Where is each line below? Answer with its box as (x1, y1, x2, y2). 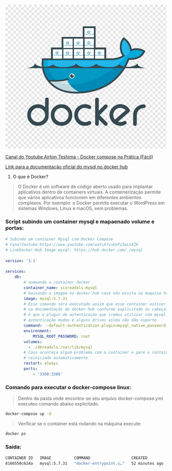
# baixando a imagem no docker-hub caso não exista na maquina (24, 290, 161, 296)
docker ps (5, 431, 27, 436)
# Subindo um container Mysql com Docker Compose (5, 237, 114, 242)
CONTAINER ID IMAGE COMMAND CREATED (5, 456, 147, 461)
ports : (24, 366, 38, 372)
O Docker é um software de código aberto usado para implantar (17, 183, 153, 189)
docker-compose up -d (5, 412, 52, 417)
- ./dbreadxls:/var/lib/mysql (28, 345, 93, 350)
